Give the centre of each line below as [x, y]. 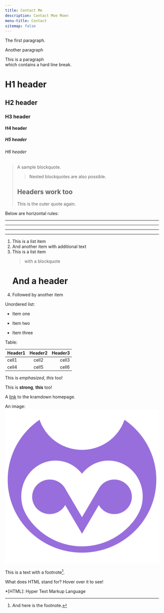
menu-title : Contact [26, 21]
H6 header [16, 152]
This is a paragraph [24, 59]
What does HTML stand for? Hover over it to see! [54, 582]
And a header [40, 281]
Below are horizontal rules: [32, 213]
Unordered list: [20, 304]
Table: [11, 342]
